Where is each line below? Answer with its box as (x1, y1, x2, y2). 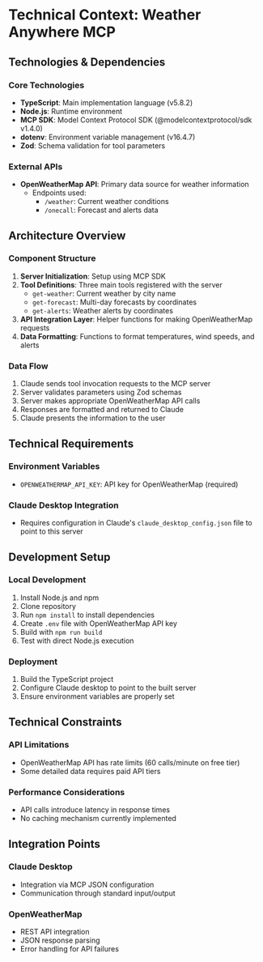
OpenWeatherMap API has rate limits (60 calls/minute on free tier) (19, 757, 240, 767)
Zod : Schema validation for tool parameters (19, 140, 166, 151)
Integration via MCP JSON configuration (19, 879, 155, 889)
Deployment (8, 656, 58, 667)
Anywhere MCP (8, 23, 116, 41)
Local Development (8, 574, 87, 585)
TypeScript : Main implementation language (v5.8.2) (19, 97, 193, 107)
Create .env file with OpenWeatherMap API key (19, 618, 178, 628)
